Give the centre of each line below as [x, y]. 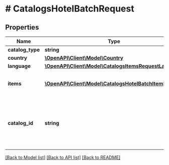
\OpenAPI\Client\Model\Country [84, 58]
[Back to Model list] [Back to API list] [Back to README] [63, 157]
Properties [22, 27]
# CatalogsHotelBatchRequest [70, 9]
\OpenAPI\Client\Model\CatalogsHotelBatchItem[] [106, 84]
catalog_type [24, 50]
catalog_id [21, 123]
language [19, 66]
